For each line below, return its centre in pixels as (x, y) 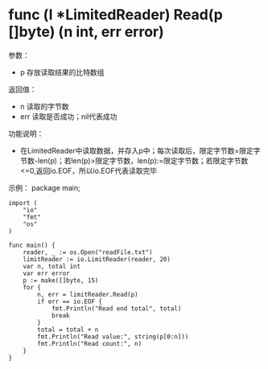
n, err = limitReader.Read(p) (88, 294)
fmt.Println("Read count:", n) (90, 343)
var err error (46, 273)
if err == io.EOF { (70, 301)
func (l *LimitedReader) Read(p (115, 15)
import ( (23, 203)
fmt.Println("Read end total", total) (116, 308)
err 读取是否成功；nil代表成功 (68, 116)
